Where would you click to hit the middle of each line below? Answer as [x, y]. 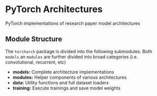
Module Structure [34, 39]
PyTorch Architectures [54, 9]
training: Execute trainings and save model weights [67, 88]
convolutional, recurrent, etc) [36, 62]
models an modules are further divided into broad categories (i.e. [72, 57]
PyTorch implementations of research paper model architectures [73, 23]
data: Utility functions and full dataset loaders [61, 82]
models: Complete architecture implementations [63, 72]
